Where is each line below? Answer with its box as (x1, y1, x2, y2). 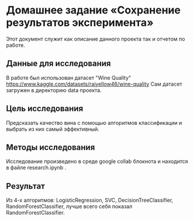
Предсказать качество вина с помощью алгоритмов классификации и (6, 119, 182, 126)
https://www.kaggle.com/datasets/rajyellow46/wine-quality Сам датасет (6, 80, 182, 87)
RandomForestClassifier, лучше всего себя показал (6, 203, 133, 210)
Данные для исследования (6, 59, 111, 69)
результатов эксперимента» (6, 16, 154, 29)
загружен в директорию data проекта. (6, 86, 102, 94)
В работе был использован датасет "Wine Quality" (6, 74, 131, 81)
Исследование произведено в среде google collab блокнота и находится (6, 158, 188, 165)
